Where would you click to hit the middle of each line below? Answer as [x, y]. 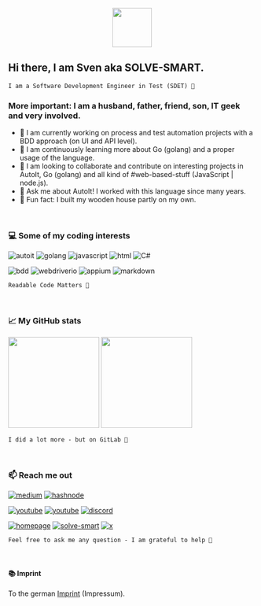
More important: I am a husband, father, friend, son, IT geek [124, 105]
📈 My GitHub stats [45, 321]
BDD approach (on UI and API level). [78, 141]
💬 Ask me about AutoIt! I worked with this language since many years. [132, 191]
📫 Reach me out [40, 475]
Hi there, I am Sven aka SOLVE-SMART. [106, 68]
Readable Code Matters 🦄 [49, 286]
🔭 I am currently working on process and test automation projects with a [136, 133]
